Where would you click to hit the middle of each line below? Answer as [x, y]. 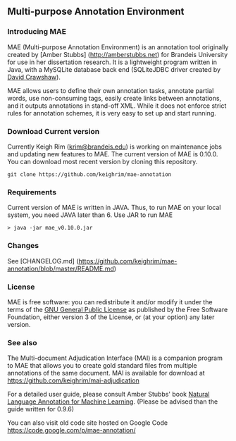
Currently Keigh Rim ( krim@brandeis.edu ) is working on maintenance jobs [115, 147]
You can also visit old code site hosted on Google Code [87, 423]
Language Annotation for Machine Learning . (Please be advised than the [113, 402]
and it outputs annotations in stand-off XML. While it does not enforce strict [117, 106]
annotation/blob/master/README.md [61, 268]
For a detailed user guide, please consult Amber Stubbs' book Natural [108, 395]
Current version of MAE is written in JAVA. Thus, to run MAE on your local [114, 208]
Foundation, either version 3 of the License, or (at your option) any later [111, 317]
